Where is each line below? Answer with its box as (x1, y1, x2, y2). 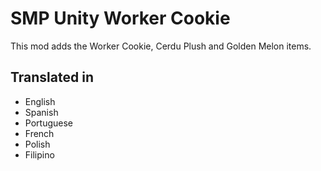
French (24, 127, 55, 139)
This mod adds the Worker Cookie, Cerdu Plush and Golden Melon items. (10, 40, 312, 52)
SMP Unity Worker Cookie (10, 7, 231, 30)
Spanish (24, 106, 59, 118)
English (24, 95, 56, 107)
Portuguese (24, 117, 73, 129)
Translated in (10, 69, 94, 86)
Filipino (24, 148, 55, 161)
